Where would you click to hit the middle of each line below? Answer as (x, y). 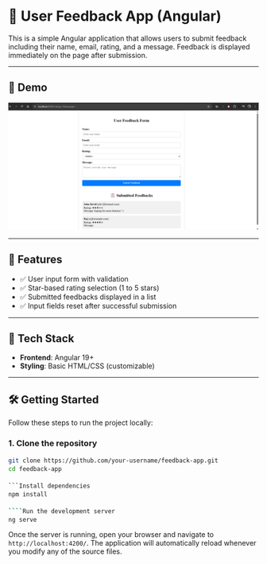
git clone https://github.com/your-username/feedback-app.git (113, 461)
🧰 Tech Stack (41, 338)
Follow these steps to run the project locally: (81, 423)
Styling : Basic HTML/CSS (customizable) (87, 366)
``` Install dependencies (49, 486)
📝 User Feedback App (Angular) (115, 16)
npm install (28, 494)
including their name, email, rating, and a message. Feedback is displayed (129, 46)
